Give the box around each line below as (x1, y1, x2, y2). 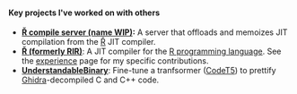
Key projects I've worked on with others (8, 7, 161, 18)
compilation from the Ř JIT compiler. (21, 37, 156, 47)
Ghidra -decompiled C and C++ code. (21, 74, 160, 85)
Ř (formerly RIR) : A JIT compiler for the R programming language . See (21, 46, 282, 57)
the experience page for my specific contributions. (21, 56, 209, 66)
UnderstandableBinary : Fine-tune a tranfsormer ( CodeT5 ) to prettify (21, 65, 276, 76)
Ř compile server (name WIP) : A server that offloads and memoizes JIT (21, 27, 288, 38)
